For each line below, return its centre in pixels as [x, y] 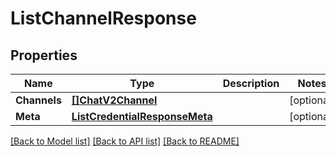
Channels [38, 100]
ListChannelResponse [103, 18]
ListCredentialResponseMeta [142, 116]
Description [251, 83]
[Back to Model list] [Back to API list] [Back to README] [125, 141]
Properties [44, 55]
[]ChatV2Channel [114, 100]
